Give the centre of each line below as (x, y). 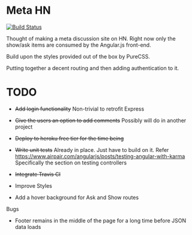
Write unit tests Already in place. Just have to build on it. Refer (92, 149)
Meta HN (28, 10)
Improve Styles (33, 185)
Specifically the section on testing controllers (71, 163)
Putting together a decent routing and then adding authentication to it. (93, 68)
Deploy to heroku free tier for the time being (69, 138)
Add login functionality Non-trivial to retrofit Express (79, 109)
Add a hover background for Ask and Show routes (77, 197)
